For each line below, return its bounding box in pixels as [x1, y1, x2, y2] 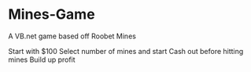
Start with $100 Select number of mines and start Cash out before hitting [8, 46, 244, 56]
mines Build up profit [8, 55, 76, 64]
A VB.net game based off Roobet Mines [8, 31, 136, 41]
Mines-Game [8, 5, 96, 23]
